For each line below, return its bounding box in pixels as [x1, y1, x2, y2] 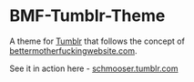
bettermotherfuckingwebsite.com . [9, 45, 138, 56]
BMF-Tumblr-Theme [9, 5, 166, 26]
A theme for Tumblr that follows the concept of [9, 36, 185, 46]
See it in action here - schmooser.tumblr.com [9, 63, 179, 74]
